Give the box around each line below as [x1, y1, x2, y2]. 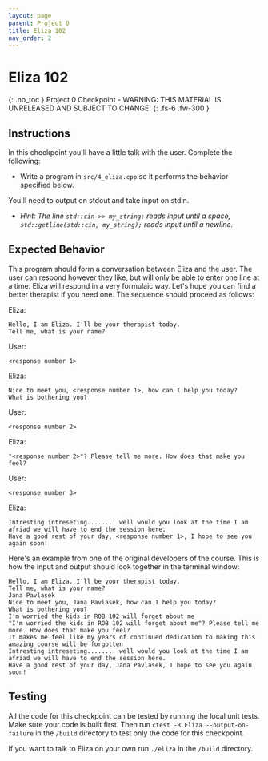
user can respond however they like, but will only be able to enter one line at [8, 273, 260, 282]
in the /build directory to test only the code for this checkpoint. [35, 728, 245, 738]
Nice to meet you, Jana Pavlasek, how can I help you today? [8, 598, 217, 606]
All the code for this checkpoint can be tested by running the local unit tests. [8, 711, 260, 720]
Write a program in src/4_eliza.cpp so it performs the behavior [19, 172, 229, 181]
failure [8, 729, 34, 738]
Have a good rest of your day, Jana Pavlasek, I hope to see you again [8, 661, 252, 669]
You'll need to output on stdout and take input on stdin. [8, 196, 190, 205]
